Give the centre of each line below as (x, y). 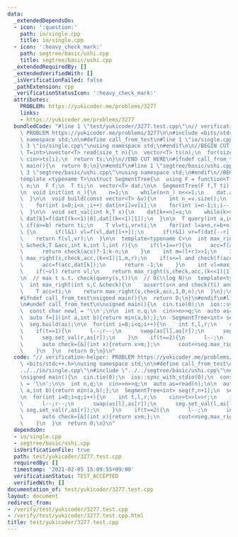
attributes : (32, 100)
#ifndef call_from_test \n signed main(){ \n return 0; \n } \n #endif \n (121, 298)
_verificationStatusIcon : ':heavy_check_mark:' (85, 93)
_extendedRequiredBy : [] (50, 67)
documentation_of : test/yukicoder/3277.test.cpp (80, 489)
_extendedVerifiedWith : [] (53, 73)
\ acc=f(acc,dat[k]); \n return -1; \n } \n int (114, 265)
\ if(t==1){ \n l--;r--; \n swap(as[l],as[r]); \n (112, 331)
